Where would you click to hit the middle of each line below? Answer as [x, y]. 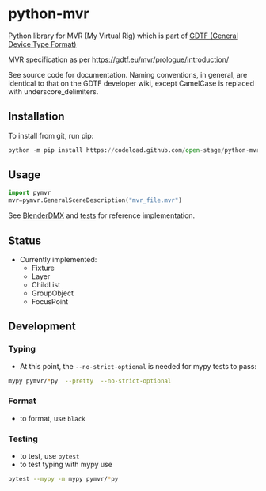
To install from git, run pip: [51, 135]
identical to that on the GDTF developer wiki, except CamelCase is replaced [131, 83]
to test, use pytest [49, 456]
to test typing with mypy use [66, 465]
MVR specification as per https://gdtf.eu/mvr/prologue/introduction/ [119, 59]
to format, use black [52, 418]
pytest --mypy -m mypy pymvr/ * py [63, 479]
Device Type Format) [42, 44]
